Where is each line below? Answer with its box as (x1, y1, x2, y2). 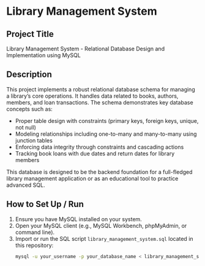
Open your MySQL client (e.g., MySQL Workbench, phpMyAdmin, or (15, 222, 187, 229)
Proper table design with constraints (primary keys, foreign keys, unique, (15, 117, 199, 124)
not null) (15, 123, 37, 131)
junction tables (15, 136, 53, 144)
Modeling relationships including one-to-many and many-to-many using (15, 130, 197, 138)
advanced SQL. (6, 181, 45, 189)
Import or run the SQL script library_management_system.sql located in (15, 235, 194, 242)
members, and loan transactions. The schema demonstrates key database (6, 98, 194, 106)
